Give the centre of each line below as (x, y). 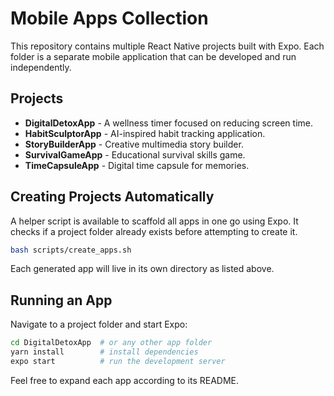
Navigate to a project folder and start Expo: (99, 324)
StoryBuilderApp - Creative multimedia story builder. (134, 144)
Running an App (61, 300)
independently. (41, 67)
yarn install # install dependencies (104, 352)
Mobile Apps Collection (109, 18)
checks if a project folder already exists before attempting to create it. (154, 231)
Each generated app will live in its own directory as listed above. (142, 269)
